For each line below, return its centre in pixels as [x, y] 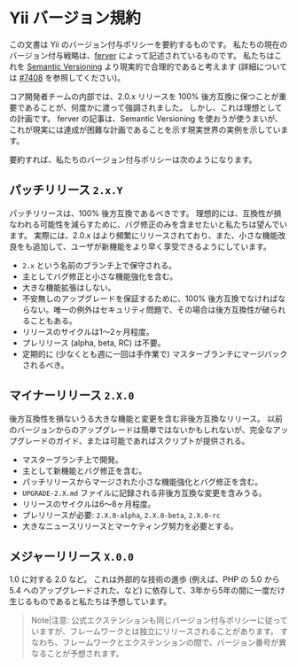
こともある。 [53, 321]
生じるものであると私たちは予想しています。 [90, 601]
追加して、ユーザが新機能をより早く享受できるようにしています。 [152, 246]
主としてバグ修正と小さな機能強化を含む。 [100, 276]
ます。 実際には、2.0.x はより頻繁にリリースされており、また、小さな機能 [144, 235]
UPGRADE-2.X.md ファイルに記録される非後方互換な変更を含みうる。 [144, 492]
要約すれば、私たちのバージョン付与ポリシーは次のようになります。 [133, 159]
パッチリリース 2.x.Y [66, 190]
